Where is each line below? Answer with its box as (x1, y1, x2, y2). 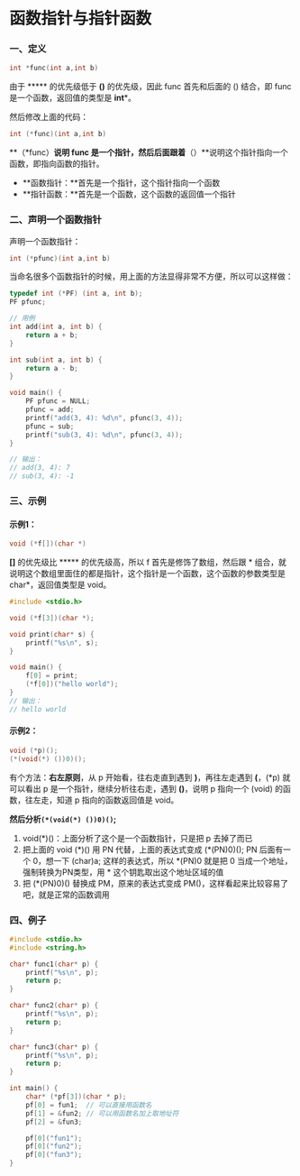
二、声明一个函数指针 (9, 214, 102, 226)
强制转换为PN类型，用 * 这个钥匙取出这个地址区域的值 (22, 867, 224, 877)
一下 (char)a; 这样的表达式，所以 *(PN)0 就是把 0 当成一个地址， (53, 855, 293, 866)
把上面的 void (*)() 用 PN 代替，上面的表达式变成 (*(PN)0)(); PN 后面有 (22, 844, 284, 855)
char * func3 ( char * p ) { (9, 1043, 99, 1052)
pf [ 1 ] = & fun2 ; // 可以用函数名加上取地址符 (25, 1108, 179, 1118)
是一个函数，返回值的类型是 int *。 (9, 92, 137, 104)
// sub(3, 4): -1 (9, 472, 75, 481)
